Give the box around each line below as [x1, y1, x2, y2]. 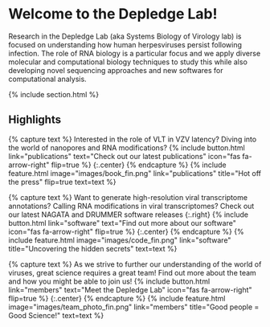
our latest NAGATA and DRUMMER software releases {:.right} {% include [8, 210, 249, 219]
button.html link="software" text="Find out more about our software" [8, 218, 237, 227]
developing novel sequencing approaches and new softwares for [8, 65, 223, 75]
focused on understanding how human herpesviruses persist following [8, 39, 243, 49]
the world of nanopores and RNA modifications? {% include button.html [8, 142, 245, 153]
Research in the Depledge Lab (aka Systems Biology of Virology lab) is [8, 31, 242, 41]
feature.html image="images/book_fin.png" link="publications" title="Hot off [8, 168, 262, 178]
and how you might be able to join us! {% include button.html [8, 276, 211, 286]
